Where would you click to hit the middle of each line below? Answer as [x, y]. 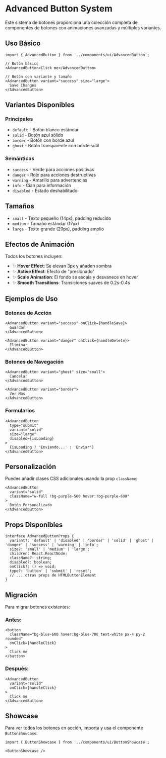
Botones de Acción [28, 313]
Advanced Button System [59, 9]
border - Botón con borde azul [43, 140]
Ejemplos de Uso [31, 299]
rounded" [14, 639]
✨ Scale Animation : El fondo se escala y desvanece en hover [75, 277]
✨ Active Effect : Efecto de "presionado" [54, 272]
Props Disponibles [34, 524]
